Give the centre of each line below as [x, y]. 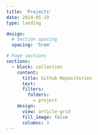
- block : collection [37, 67]
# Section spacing [35, 40]
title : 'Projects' [29, 12]
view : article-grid [46, 112]
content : [28, 73]
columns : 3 [36, 123]
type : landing [24, 23]
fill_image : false [45, 117]
